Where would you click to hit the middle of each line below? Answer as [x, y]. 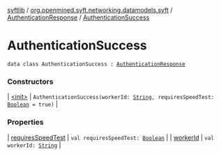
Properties [25, 123]
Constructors [30, 81]
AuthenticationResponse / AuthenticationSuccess [78, 17]
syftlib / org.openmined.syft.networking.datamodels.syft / [90, 10]
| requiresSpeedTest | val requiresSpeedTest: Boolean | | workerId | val [111, 137]
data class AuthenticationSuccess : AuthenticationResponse [97, 64]
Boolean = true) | [32, 104]
